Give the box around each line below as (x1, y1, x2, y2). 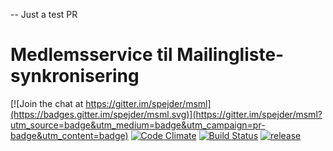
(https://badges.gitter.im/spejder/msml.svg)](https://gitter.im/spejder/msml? (10, 108, 323, 120)
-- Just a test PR (10, 9, 78, 20)
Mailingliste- (176, 44, 285, 66)
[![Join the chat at (10, 97, 84, 109)
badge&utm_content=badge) (10, 129, 129, 141)
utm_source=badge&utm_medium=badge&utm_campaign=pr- (10, 119, 266, 131)
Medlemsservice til (10, 44, 173, 66)
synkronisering (10, 65, 140, 88)
